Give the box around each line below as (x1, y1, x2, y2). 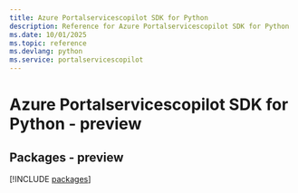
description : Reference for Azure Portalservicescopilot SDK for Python (9, 22, 290, 31)
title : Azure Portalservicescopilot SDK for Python (9, 13, 208, 23)
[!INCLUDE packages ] (9, 174, 91, 184)
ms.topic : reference (9, 38, 88, 48)
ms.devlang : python (9, 47, 83, 56)
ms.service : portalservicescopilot (9, 55, 144, 64)
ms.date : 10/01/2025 (9, 30, 88, 39)
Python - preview (9, 114, 142, 134)
